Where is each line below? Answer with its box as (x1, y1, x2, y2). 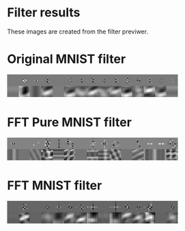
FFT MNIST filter (7, 178, 102, 193)
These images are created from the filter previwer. (7, 27, 149, 36)
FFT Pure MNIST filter (7, 115, 132, 131)
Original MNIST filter (7, 51, 126, 67)
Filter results (7, 5, 81, 21)
